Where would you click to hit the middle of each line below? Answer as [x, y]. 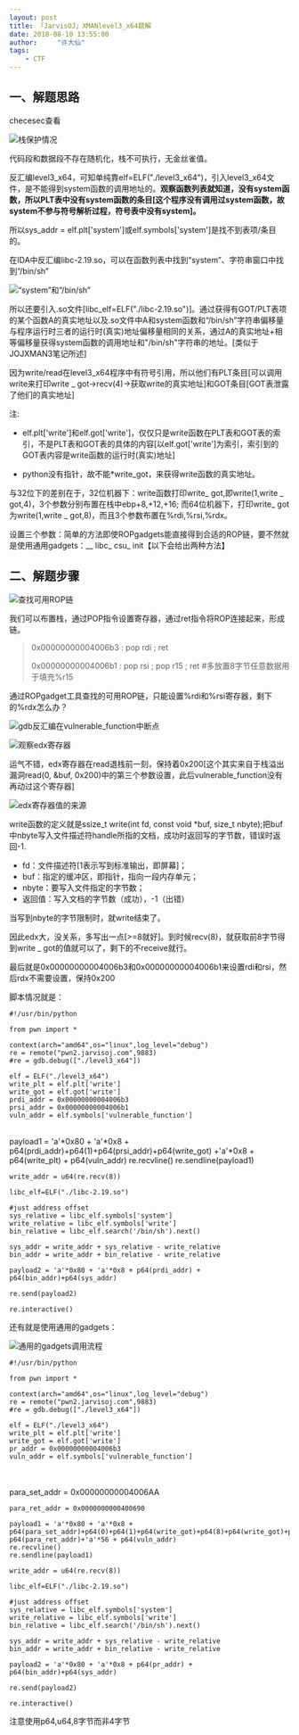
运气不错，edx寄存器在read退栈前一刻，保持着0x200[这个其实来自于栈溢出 [147, 764]
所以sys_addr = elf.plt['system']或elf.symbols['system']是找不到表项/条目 [143, 229]
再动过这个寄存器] [42, 786]
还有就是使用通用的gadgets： [63, 1326]
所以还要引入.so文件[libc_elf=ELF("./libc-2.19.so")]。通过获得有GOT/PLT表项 [148, 309]
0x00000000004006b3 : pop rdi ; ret [100, 647]
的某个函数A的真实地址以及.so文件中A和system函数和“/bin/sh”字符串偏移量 [147, 320]
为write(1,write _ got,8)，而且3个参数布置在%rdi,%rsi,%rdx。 [121, 515]
